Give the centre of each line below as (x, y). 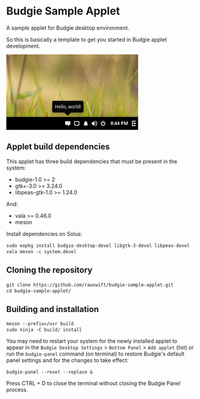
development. (23, 46)
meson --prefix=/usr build (40, 324)
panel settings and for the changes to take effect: (67, 360)
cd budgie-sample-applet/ (39, 291)
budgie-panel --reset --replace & (50, 372)
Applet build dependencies (58, 147)
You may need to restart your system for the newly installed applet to (92, 341)
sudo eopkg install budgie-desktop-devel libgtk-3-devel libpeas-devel (98, 246)
